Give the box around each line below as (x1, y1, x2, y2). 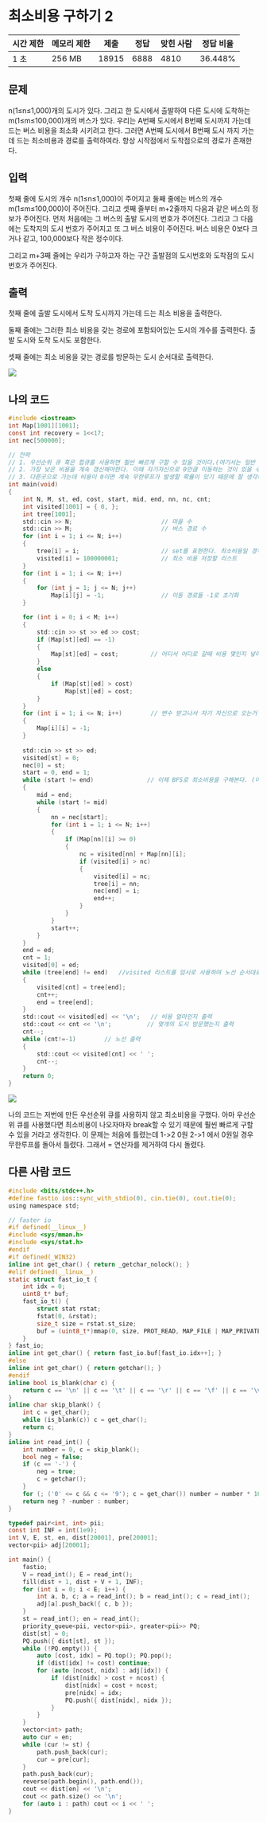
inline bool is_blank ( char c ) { (8, 1379, 115, 1387)
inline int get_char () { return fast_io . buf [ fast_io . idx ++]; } (8, 1349, 222, 1357)
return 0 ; (22, 1072, 56, 1080)
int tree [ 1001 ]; (22, 510, 77, 518)
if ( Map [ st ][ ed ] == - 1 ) (37, 635, 115, 643)
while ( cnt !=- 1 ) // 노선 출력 (22, 1035, 141, 1043)
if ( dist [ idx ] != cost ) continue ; (37, 1659, 151, 1668)
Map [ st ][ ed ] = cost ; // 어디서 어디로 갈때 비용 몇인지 (50, 650, 246, 658)
